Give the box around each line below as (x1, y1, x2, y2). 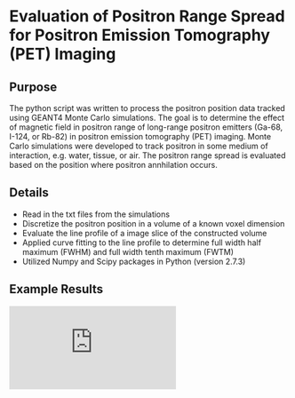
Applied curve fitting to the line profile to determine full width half (21, 237, 262, 248)
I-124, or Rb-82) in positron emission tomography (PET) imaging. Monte (9, 131, 272, 141)
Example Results (9, 282, 104, 297)
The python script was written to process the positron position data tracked (9, 103, 286, 113)
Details (9, 185, 49, 201)
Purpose (9, 79, 58, 94)
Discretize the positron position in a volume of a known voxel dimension (21, 218, 285, 228)
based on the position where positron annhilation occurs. (9, 160, 218, 170)
